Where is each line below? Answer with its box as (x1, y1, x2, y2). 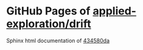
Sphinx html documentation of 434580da (6, 37, 110, 44)
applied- (92, 4, 137, 18)
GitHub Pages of (6, 4, 91, 18)
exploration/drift (6, 17, 91, 31)
